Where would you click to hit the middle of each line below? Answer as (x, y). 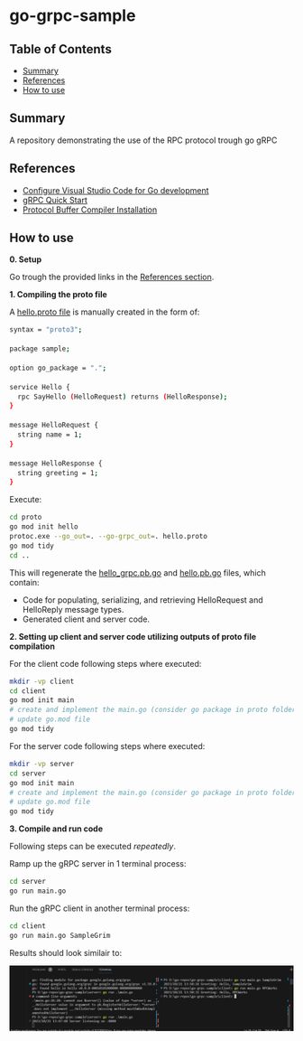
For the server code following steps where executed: (107, 746)
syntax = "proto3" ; (46, 330)
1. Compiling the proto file (59, 295)
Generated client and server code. (86, 619)
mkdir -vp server (42, 764)
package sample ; (40, 349)
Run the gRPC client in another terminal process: (100, 908)
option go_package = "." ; (58, 368)
